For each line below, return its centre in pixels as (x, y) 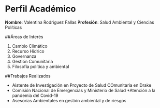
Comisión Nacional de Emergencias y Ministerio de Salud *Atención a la (84, 90)
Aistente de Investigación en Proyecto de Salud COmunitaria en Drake (81, 85)
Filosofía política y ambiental (40, 67)
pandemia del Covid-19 (35, 95)
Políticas (14, 27)
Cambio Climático (29, 46)
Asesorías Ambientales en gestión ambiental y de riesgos (69, 100)
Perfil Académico (41, 9)
